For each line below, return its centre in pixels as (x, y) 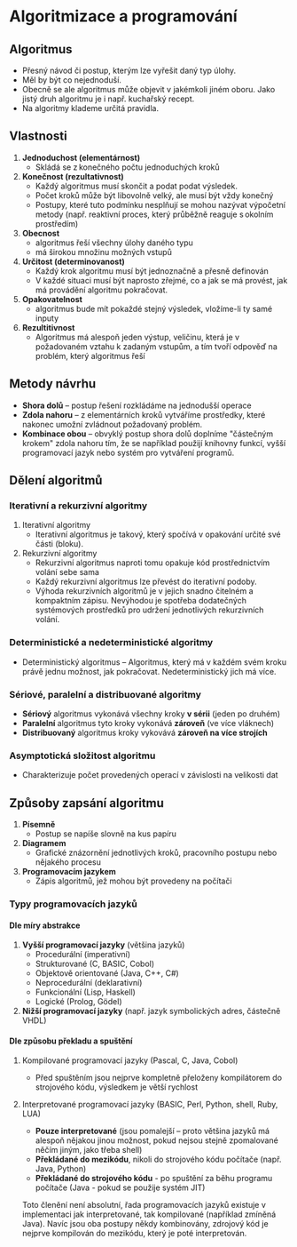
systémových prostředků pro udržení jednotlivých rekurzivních (149, 610)
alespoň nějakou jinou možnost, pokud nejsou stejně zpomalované (157, 1140)
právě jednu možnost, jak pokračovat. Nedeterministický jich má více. (149, 671)
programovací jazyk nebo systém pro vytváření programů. (128, 452)
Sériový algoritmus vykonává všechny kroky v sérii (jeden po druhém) (151, 714)
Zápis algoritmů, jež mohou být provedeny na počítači (133, 881)
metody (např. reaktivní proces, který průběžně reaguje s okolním (154, 214)
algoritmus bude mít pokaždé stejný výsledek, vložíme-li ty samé (154, 308)
